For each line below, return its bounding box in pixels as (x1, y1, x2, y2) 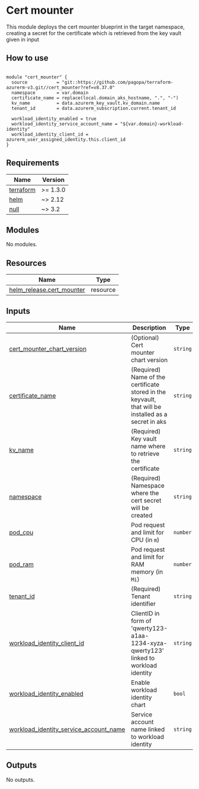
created (131, 511, 153, 519)
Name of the (131, 373, 166, 381)
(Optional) (131, 334, 159, 342)
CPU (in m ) (131, 536, 160, 544)
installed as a (131, 410, 168, 418)
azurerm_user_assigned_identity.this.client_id (6, 136, 126, 143)
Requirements (6, 158, 59, 168)
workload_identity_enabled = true (11, 115, 97, 122)
